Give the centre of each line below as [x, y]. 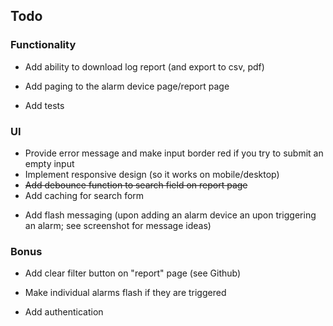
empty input [49, 163]
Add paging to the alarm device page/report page [127, 86]
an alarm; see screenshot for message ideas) [118, 225]
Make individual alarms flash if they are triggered [125, 293]
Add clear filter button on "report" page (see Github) [133, 273]
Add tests [44, 105]
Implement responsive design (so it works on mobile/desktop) [152, 174]
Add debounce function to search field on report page [136, 185]
